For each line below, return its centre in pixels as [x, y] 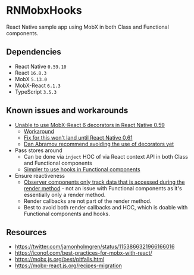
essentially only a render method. [65, 194]
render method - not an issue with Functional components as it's [103, 188]
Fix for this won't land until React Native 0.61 [78, 137]
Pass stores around [38, 150]
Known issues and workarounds [67, 111]
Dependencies [34, 52]
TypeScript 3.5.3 [36, 92]
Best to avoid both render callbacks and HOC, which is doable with [106, 207]
